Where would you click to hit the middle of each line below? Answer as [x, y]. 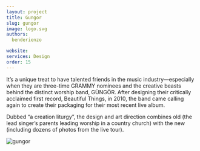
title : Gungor [24, 18]
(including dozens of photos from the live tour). [65, 129]
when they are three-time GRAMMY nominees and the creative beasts [94, 86]
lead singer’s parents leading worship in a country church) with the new [96, 123]
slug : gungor [23, 23]
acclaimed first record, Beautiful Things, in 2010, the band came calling [95, 98]
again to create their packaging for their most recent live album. [86, 105]
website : [17, 51]
